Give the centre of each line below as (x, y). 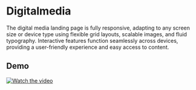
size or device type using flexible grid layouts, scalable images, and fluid (97, 34)
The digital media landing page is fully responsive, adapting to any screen (98, 28)
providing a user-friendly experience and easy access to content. (88, 47)
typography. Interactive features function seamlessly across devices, (92, 40)
